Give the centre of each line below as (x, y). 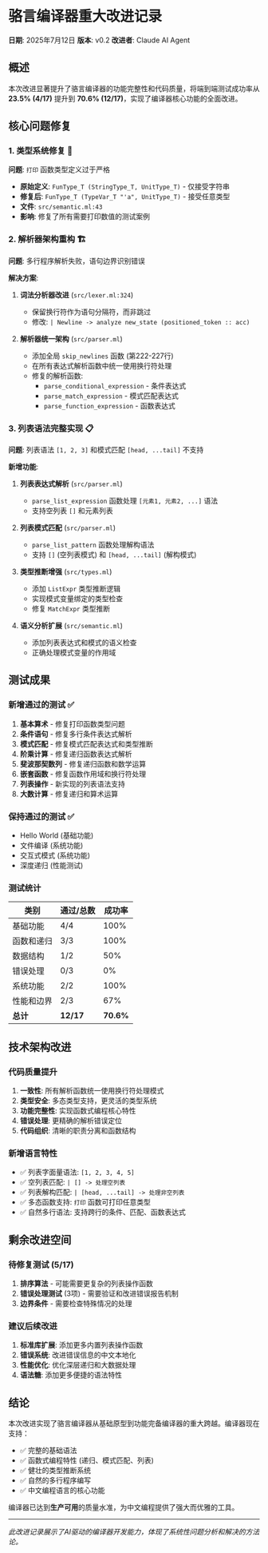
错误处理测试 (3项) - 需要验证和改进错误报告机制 (99, 1293)
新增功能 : (24, 467)
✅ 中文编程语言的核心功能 (62, 1491)
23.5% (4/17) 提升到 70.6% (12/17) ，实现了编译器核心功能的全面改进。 (125, 98)
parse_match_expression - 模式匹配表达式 (111, 396)
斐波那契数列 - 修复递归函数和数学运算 (83, 763)
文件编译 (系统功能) (51, 846)
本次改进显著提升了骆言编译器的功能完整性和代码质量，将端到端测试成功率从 (134, 88)
